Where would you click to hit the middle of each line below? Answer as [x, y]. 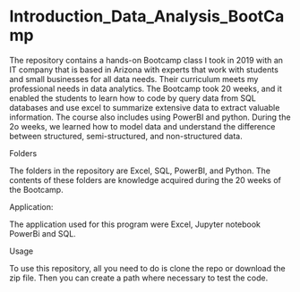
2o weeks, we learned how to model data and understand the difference [142, 126]
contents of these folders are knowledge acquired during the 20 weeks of [146, 179]
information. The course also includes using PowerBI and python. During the [150, 117]
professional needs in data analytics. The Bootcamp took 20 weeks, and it [146, 88]
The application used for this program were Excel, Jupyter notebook [135, 224]
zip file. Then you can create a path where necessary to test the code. [139, 278]
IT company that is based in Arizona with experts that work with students [144, 70]
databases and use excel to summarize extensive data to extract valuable [145, 107]
